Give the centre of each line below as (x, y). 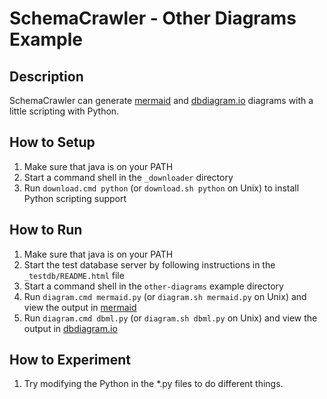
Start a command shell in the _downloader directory (128, 177)
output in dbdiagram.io (70, 328)
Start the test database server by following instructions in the (149, 264)
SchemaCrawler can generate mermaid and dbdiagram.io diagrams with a (161, 100)
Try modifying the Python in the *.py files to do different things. (153, 384)
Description (46, 76)
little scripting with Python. (64, 111)
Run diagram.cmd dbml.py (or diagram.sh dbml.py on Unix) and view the (170, 318)
